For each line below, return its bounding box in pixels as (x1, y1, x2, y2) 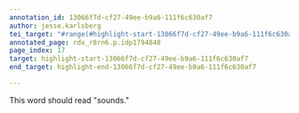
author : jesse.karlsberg (9, 21, 101, 30)
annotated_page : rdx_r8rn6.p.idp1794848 (9, 37, 162, 47)
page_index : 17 (9, 46, 66, 55)
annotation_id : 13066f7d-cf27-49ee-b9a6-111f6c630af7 (9, 12, 214, 22)
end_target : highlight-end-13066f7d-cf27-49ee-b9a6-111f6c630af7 (9, 63, 256, 72)
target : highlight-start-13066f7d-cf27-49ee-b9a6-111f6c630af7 (9, 54, 249, 63)
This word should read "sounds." (9, 94, 130, 105)
